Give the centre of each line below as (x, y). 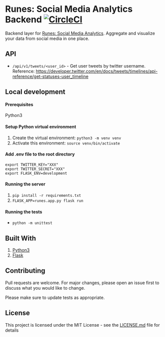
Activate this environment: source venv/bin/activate (66, 143)
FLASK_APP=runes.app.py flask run (48, 201)
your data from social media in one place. (47, 38)
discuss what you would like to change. (45, 288)
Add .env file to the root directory (40, 154)
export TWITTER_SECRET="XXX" (35, 169)
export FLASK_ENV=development (36, 173)
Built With (21, 238)
